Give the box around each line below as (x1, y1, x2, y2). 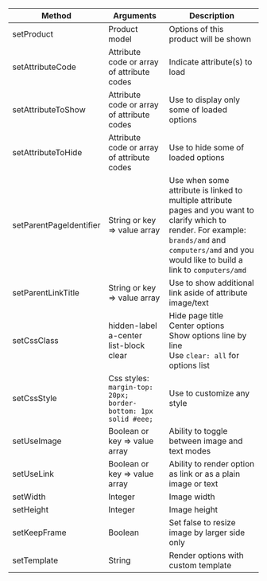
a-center (108, 330, 143, 341)
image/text (168, 298, 209, 308)
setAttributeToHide (12, 147, 83, 158)
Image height (168, 505, 219, 515)
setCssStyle (12, 393, 57, 404)
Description (189, 10, 234, 21)
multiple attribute (168, 195, 233, 205)
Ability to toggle (168, 426, 228, 436)
